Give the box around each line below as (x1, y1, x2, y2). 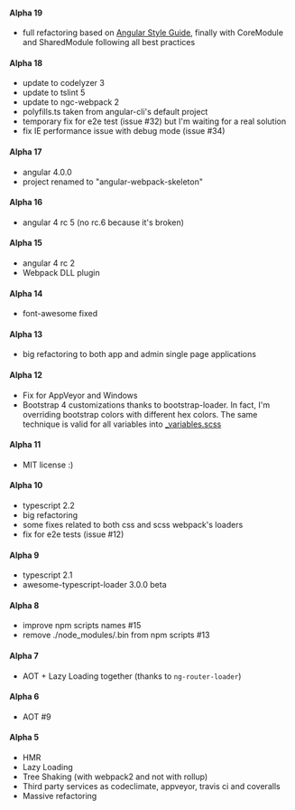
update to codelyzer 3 (22, 78, 106, 89)
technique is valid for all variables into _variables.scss (22, 419, 222, 429)
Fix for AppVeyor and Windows (22, 390, 138, 400)
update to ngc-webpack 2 (22, 97, 120, 108)
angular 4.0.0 (22, 166, 72, 177)
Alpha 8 (9, 599, 40, 610)
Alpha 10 (9, 480, 43, 491)
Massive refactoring (22, 791, 97, 802)
